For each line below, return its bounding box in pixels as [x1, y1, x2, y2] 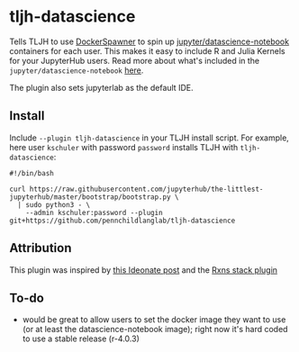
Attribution [9, 240, 72, 256]
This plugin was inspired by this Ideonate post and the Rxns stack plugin [9, 264, 277, 275]
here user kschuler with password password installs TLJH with [9, 141, 239, 152]
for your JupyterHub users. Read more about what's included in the [9, 55, 260, 66]
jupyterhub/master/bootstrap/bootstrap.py [9, 192, 171, 202]
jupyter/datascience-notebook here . [9, 65, 144, 76]
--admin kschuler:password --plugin [25, 208, 164, 217]
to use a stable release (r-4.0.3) [22, 333, 140, 344]
